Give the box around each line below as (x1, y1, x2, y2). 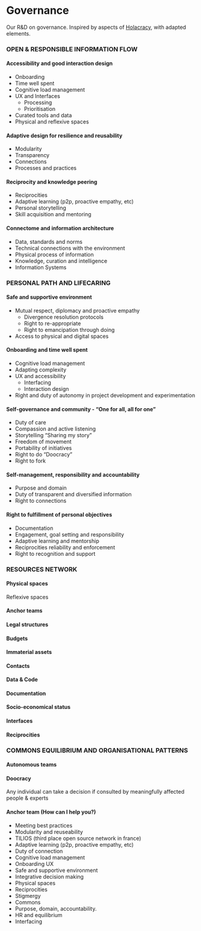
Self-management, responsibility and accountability (6, 471, 140, 478)
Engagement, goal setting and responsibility (14, 531, 125, 538)
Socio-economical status (6, 703, 71, 711)
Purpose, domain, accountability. (14, 905, 97, 912)
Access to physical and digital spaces (14, 332, 109, 340)
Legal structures (6, 621, 49, 628)
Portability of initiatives (14, 444, 72, 452)
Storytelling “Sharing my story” (14, 432, 92, 439)
